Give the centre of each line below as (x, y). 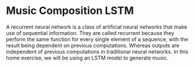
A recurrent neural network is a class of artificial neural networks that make (97, 27)
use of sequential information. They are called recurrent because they (90, 33)
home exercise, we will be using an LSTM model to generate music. (87, 58)
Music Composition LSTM (70, 11)
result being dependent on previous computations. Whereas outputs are (93, 45)
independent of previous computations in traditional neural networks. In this (97, 51)
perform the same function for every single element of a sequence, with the (97, 39)
